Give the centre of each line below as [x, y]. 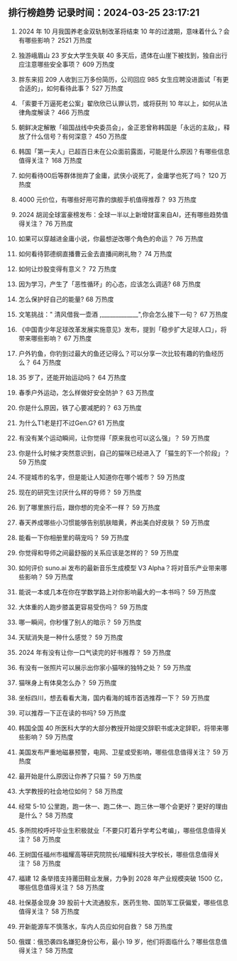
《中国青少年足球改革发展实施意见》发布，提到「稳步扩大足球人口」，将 [122, 329]
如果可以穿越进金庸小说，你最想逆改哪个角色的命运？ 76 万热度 [111, 238]
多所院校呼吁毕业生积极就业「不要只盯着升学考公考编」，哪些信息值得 [119, 830]
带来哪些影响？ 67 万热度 [55, 338]
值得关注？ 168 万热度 [50, 160]
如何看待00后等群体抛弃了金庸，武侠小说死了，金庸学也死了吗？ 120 [118, 175]
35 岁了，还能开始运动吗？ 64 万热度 [72, 377]
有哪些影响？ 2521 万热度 [55, 40]
